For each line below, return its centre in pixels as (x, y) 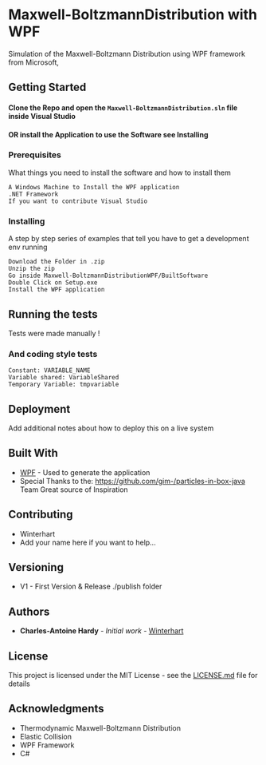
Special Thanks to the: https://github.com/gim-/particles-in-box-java (132, 481)
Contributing (41, 515)
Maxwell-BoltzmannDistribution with (133, 15)
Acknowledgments (57, 709)
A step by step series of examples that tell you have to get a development (129, 239)
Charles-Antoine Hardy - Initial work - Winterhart (102, 631)
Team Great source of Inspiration (74, 490)
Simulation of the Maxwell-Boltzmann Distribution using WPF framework (127, 54)
